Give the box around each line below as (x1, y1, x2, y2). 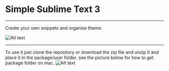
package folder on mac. (5, 59, 55, 66)
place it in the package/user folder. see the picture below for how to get (5, 54, 154, 60)
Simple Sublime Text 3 (5, 4, 101, 15)
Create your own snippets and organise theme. (5, 25, 103, 31)
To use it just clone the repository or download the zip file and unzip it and (5, 49, 159, 55)
